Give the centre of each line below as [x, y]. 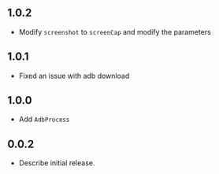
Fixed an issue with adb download [74, 76]
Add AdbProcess [44, 119]
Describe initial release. [57, 163]
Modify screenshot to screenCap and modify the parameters [115, 31]
